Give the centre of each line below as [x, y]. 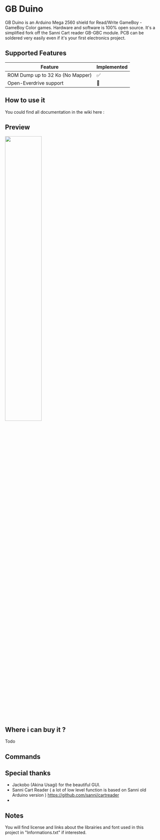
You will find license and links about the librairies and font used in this [74, 827]
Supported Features [36, 53]
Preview [18, 127]
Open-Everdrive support [36, 83]
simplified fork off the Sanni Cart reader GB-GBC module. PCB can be [74, 33]
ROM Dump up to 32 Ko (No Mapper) [50, 75]
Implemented [112, 67]
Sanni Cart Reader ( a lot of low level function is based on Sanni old [79, 790]
